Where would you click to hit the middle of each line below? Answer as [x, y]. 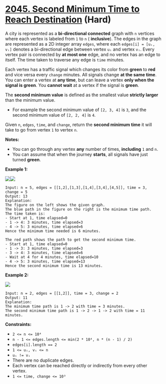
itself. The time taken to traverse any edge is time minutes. [65, 60]
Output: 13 [16, 196]
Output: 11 [16, 298]
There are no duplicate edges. [43, 360]
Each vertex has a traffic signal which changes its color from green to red [80, 69]
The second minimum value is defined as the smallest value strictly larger [82, 95]
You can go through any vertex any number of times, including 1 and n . [85, 149]
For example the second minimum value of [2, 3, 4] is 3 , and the [79, 110]
